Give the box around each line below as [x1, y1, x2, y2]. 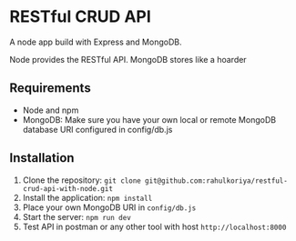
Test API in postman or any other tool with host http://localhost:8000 [22, 221, 287, 232]
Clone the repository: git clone [22, 175, 141, 186]
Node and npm [22, 105, 79, 115]
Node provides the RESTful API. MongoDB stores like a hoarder [9, 54, 248, 65]
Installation [9, 150, 75, 166]
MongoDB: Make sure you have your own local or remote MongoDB [22, 114, 276, 125]
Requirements [9, 80, 91, 96]
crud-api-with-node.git [22, 184, 114, 193]
